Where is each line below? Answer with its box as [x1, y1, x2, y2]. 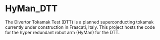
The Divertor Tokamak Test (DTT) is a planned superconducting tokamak [5, 19, 154, 25]
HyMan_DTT [5, 3, 58, 14]
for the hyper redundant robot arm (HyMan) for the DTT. [5, 29, 120, 35]
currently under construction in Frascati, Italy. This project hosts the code [5, 24, 155, 30]
